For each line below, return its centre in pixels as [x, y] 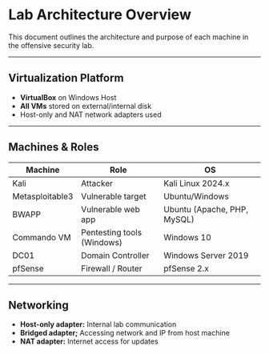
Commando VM [42, 237]
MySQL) [179, 219]
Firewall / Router [112, 268]
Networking [39, 305]
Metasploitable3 [43, 196]
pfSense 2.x [187, 268]
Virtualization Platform [66, 78]
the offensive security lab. [51, 45]
